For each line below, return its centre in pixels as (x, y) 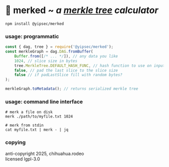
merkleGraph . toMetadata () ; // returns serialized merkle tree (72, 89)
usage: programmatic (32, 36)
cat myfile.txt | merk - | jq (37, 130)
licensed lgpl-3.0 (23, 159)
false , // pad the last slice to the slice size (66, 70)
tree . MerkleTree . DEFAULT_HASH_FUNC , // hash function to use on (83, 66)
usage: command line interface (44, 102)
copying (16, 142)
